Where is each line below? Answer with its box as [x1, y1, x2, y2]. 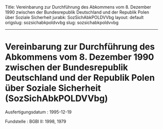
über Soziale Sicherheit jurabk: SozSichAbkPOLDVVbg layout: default [5, 15, 144, 20]
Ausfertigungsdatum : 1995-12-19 [5, 109, 72, 115]
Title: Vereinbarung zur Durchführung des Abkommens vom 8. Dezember [5, 4, 151, 10]
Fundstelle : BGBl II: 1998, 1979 [5, 118, 66, 124]
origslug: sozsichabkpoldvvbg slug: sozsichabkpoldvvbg [5, 19, 119, 25]
